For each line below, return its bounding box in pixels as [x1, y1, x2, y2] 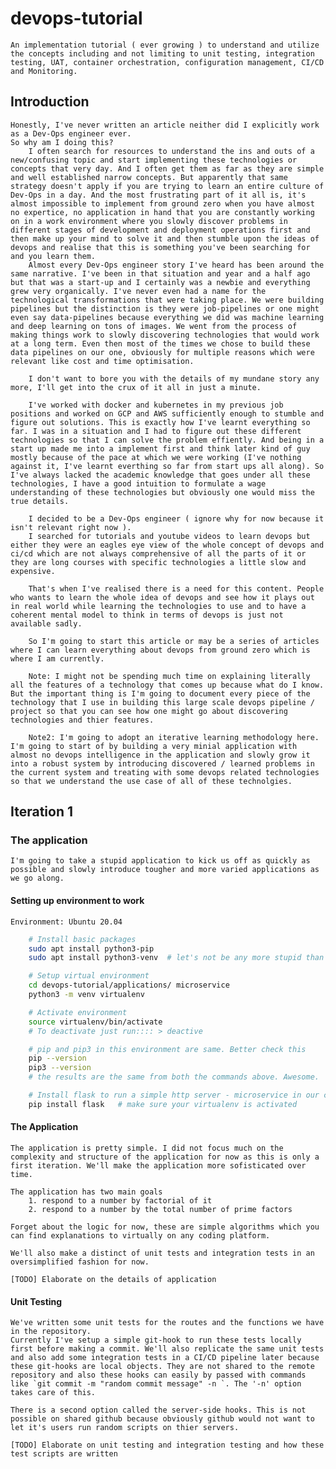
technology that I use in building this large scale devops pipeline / [10, 697, 315, 707]
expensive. [10, 566, 56, 576]
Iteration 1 [10, 803, 74, 821]
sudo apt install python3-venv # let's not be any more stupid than [28, 953, 325, 963]
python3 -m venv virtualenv [28, 990, 145, 1000]
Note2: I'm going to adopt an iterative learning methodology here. [28, 732, 320, 742]
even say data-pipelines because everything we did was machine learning [10, 312, 325, 322]
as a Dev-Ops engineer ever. [10, 128, 132, 139]
